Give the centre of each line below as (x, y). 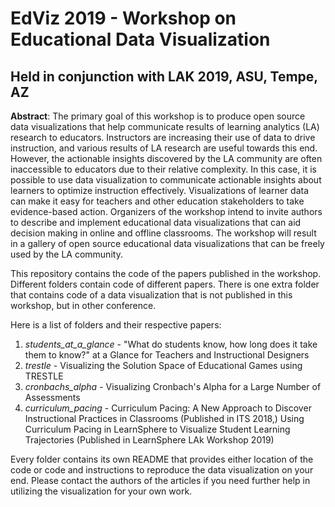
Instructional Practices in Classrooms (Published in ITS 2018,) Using (164, 418)
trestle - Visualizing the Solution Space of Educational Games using (163, 365)
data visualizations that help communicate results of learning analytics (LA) (165, 126)
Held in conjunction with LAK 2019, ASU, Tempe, (164, 76)
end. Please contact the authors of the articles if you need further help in (160, 480)
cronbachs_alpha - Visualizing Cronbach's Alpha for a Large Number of (173, 386)
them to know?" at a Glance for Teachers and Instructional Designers (167, 355)
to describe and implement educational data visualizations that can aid (156, 222)
